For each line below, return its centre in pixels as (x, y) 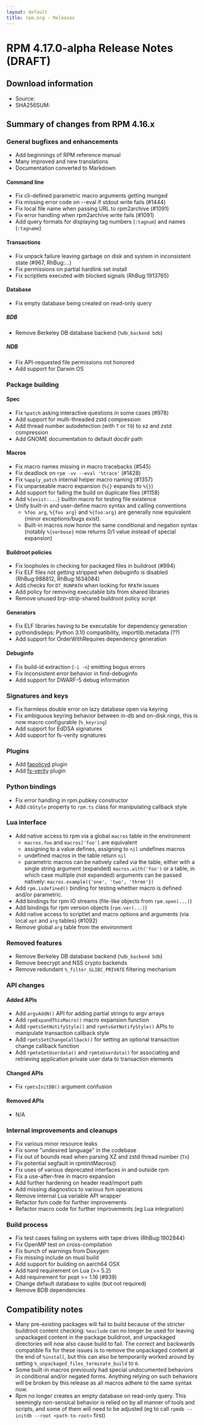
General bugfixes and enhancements (62, 142)
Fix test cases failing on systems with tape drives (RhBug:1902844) (100, 1238)
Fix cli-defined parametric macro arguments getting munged (91, 196)
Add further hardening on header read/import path (78, 1182)
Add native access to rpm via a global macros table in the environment (103, 836)
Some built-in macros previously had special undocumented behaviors (104, 1370)
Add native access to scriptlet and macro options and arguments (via (102, 914)
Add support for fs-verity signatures (60, 735)
